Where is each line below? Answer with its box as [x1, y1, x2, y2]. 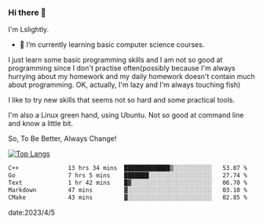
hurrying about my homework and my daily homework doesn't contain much [8, 72, 255, 81]
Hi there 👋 [8, 7, 47, 18]
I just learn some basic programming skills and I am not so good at [8, 55, 223, 65]
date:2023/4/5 [8, 208, 56, 217]
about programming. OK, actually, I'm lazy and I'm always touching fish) [8, 80, 241, 89]
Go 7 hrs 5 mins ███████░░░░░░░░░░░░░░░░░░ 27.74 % [8, 172, 247, 179]
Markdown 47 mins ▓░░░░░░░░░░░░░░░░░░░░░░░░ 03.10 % [8, 186, 247, 194]
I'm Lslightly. [8, 25, 49, 34]
